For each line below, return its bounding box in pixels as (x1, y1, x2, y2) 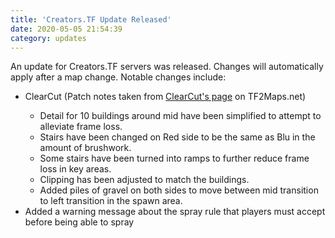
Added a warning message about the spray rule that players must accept (24, 206, 326, 218)
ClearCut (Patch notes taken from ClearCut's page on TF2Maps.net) (24, 91, 307, 103)
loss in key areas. (39, 163, 112, 175)
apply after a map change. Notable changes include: (10, 71, 227, 83)
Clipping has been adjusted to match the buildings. (39, 174, 250, 186)
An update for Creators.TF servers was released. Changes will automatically (10, 61, 324, 73)
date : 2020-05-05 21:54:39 (10, 24, 123, 34)
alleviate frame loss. (39, 121, 123, 133)
